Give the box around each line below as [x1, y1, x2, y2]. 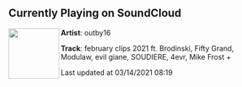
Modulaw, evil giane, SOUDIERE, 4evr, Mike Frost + [60, 52, 231, 61]
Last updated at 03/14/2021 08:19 [60, 68, 173, 77]
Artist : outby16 [60, 27, 111, 37]
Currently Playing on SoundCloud [8, 6, 182, 20]
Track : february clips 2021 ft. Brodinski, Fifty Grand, [60, 43, 234, 53]
